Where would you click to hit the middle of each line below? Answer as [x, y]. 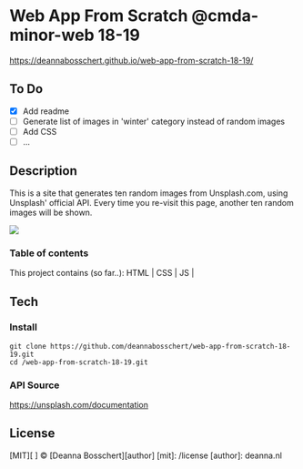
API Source [35, 385]
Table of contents [49, 253]
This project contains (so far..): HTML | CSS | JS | [102, 273]
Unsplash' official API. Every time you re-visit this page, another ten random [151, 202]
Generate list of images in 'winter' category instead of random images [153, 121]
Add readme [46, 111]
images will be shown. [51, 212]
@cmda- [225, 16]
